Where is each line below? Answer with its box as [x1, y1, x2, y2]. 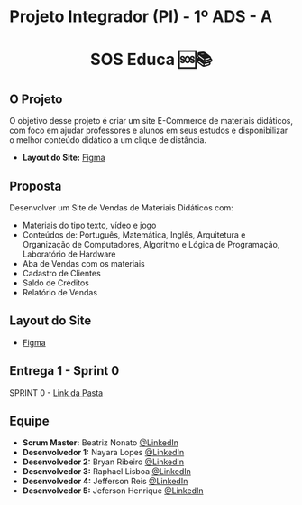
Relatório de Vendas [22, 287, 97, 297]
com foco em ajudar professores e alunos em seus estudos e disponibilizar [9, 125, 288, 136]
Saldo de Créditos [22, 277, 90, 288]
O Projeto [9, 91, 63, 107]
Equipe [9, 414, 50, 429]
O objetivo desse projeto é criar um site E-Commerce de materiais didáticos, [9, 116, 294, 126]
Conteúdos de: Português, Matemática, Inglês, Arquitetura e [22, 229, 246, 240]
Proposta [9, 178, 62, 193]
